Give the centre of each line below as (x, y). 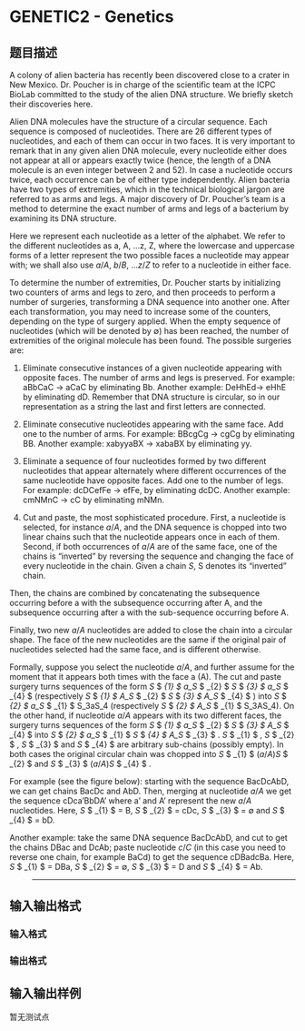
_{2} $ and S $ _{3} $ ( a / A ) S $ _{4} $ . (80, 763)
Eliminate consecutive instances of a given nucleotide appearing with (152, 368)
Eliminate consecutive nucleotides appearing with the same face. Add (153, 424)
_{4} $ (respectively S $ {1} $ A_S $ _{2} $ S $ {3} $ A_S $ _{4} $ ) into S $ (148, 696)
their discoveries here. (51, 104)
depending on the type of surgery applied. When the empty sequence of (145, 321)
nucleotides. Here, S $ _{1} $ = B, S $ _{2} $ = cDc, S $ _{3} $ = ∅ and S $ (148, 810)
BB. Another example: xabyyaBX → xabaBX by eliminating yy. (137, 444)
